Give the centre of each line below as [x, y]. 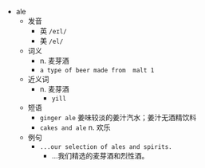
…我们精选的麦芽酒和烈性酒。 [100, 156]
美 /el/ [51, 41]
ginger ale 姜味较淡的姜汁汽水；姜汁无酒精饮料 [118, 117]
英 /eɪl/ [53, 31]
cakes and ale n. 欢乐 [75, 127]
